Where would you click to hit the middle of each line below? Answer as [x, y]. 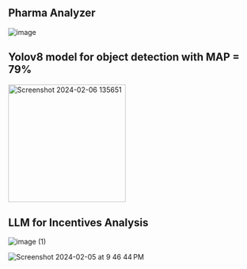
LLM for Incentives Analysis [78, 223]
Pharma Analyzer [52, 13]
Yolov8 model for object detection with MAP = [124, 58]
